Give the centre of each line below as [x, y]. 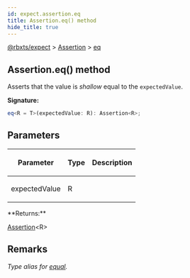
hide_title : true [33, 27]
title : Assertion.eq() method [52, 21]
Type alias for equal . [38, 266]
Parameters [34, 135]
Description [112, 162]
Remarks [28, 249]
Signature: [23, 101]
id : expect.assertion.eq [44, 14]
